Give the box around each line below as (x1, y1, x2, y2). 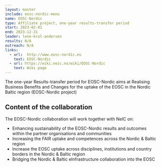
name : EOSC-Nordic (5, 16, 42, 21)
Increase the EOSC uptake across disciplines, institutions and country (12, 146, 152, 152)
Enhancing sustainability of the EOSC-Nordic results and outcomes (12, 125, 147, 131)
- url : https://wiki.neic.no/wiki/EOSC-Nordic (9, 61, 106, 66)
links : (5, 47, 18, 52)
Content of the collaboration (5, 103, 92, 111)
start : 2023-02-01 (5, 25, 42, 30)
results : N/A (5, 39, 32, 44)
